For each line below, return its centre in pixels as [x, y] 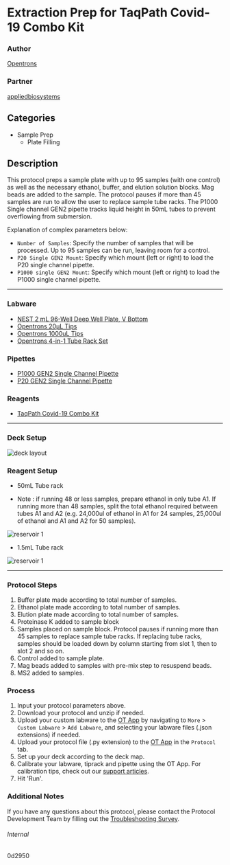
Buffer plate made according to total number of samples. [97, 600]
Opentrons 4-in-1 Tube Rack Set [62, 341]
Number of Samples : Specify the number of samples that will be [105, 243]
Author [19, 49]
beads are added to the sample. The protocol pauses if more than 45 [104, 194]
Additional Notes [36, 796]
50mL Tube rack [40, 485]
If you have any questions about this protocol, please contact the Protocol [111, 811]
